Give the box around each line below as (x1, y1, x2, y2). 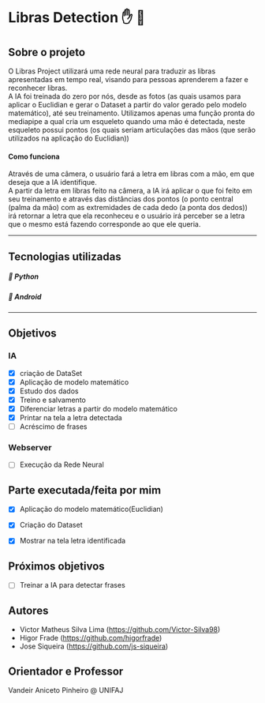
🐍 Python (8, 272, 39, 281)
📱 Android (8, 291, 42, 301)
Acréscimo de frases (19, 422, 88, 431)
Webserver (8, 442, 52, 453)
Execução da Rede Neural (19, 460, 104, 469)
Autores (8, 603, 49, 617)
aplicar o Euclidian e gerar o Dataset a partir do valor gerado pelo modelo (8, 100, 247, 109)
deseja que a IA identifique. (8, 178, 97, 187)
